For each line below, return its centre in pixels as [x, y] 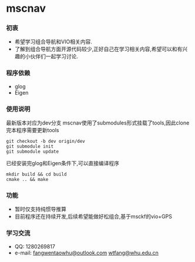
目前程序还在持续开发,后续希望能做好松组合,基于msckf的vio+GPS [93, 217]
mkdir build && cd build [36, 174]
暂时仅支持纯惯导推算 [40, 209]
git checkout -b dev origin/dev [46, 142]
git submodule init [30, 147]
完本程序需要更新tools [33, 130]
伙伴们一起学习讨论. [54, 56]
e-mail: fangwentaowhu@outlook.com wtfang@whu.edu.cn [86, 253]
